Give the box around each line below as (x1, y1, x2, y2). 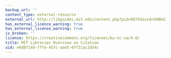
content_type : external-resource (5, 12, 76, 17)
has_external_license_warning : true (5, 26, 83, 31)
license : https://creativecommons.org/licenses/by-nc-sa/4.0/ (5, 36, 140, 41)
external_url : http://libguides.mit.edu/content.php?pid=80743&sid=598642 (5, 17, 167, 22)
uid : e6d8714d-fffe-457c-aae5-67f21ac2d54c (5, 45, 99, 50)
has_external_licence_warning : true (5, 21, 83, 27)
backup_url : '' (5, 7, 38, 13)
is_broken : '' (5, 31, 36, 36)
